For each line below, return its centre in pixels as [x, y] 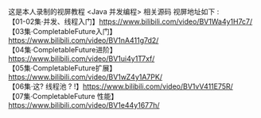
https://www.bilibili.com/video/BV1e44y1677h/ [84, 105]
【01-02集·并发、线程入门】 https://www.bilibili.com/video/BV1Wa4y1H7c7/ [130, 21]
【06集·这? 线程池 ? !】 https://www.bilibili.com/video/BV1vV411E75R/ [121, 86]
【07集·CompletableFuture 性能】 [63, 96]
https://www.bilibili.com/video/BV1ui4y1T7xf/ [82, 59]
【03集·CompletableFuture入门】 [62, 31]
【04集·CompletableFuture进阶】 [62, 49]
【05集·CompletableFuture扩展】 [62, 68]
